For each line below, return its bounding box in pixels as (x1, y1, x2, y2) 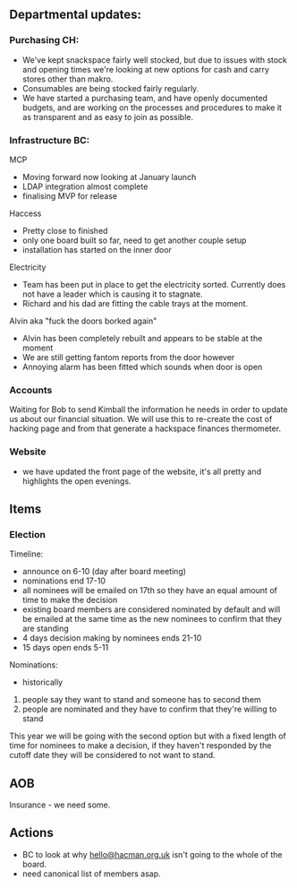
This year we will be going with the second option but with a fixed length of (9, 730, 286, 742)
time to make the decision (21, 595, 118, 606)
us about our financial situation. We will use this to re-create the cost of (9, 414, 273, 425)
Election (9, 528, 47, 540)
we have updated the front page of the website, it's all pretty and (21, 466, 262, 477)
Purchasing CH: (9, 34, 80, 47)
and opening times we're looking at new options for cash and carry (21, 64, 270, 74)
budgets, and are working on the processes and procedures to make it (21, 102, 282, 113)
